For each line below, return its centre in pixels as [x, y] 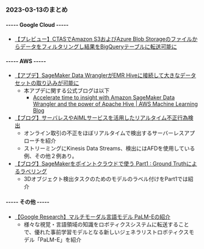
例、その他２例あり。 [50, 156]
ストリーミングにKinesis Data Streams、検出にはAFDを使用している [109, 149]
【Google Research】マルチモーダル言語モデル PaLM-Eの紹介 [93, 217]
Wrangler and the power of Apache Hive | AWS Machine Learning [115, 104]
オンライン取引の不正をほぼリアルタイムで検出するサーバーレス [104, 133]
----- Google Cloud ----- [37, 24]
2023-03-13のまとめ [37, 9]
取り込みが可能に [57, 83]
